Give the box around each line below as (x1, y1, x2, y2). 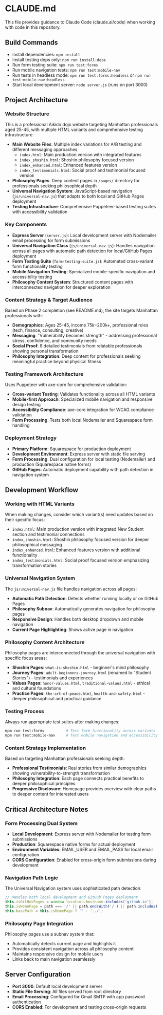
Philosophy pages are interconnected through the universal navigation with (5, 649, 156, 655)
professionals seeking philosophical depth (12, 183, 97, 189)
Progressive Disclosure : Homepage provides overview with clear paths (12, 786, 156, 792)
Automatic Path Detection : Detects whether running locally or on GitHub (12, 595, 159, 601)
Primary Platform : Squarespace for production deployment (12, 446, 131, 452)
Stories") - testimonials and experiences (12, 675, 93, 681)
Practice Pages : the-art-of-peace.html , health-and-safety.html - (12, 690, 145, 696)
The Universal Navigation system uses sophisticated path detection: (5, 885, 142, 891)
